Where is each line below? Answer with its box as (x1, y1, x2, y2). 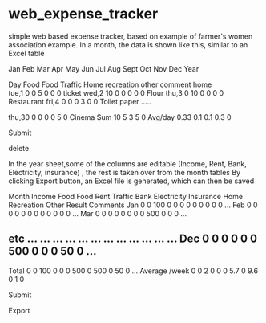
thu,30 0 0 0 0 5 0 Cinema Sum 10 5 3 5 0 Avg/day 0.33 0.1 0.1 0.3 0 (8, 112, 232, 121)
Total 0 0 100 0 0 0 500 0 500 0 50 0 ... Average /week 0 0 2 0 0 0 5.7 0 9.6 (8, 266, 259, 276)
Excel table (8, 48, 45, 58)
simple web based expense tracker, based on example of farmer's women (8, 31, 253, 41)
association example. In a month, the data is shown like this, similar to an (8, 39, 248, 49)
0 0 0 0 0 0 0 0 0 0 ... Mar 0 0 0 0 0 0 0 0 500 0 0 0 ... (8, 208, 187, 218)
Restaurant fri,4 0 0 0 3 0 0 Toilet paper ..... (8, 96, 151, 106)
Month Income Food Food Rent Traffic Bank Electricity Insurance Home (8, 191, 243, 201)
